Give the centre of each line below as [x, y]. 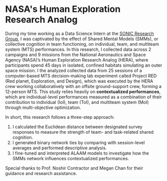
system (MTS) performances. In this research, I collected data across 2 [78, 49]
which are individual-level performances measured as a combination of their [83, 97]
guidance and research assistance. [41, 173]
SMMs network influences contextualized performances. [71, 158]
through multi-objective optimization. [43, 107]
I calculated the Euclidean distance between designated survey [78, 127]
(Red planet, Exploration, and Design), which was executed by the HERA [79, 81]
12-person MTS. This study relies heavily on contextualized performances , [83, 91]
